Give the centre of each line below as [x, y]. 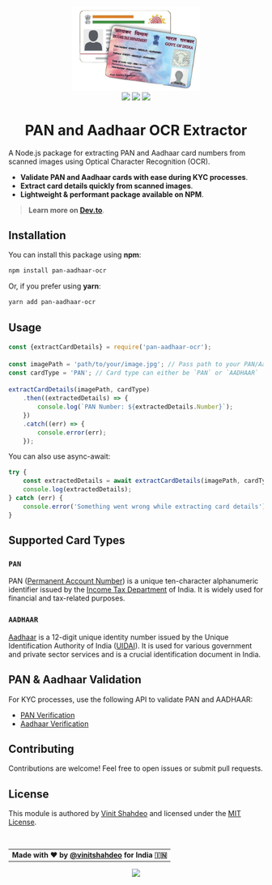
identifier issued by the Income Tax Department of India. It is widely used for [136, 590]
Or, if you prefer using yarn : [55, 286]
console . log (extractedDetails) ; [77, 490]
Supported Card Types [67, 541]
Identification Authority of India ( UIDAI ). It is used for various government [130, 645]
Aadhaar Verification [54, 724]
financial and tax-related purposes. [67, 598]
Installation [37, 235]
